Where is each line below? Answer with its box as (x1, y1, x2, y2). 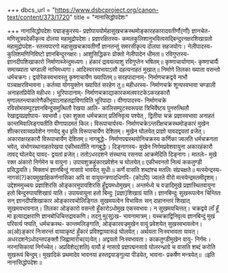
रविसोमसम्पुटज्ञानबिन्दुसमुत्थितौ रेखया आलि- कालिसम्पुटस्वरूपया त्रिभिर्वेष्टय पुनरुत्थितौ (7, 104, 190, 112)
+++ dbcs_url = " (7, 6, 55, 14)
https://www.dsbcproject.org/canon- (54, 6, 159, 14)
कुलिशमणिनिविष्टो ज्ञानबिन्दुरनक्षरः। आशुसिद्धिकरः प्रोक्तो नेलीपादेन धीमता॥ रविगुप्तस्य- (7, 50, 190, 58)
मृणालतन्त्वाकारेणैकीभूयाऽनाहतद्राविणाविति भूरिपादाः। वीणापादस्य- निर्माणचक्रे (7, 96, 167, 104)
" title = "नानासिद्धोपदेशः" (69, 13, 129, 21)
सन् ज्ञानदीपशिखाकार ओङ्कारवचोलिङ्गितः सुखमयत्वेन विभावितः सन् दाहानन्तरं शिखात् (7, 197, 190, 204)
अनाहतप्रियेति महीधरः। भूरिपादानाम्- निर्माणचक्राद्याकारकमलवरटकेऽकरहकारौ (7, 88, 170, 97)
